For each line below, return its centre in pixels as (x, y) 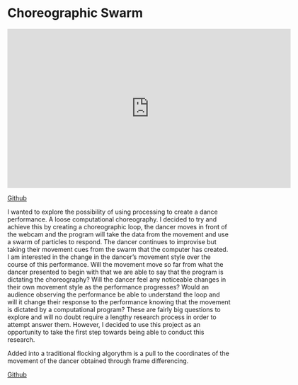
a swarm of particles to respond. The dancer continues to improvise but (112, 241)
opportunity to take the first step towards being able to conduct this (106, 332)
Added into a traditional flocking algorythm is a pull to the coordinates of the (119, 353)
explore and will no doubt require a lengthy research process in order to (112, 317)
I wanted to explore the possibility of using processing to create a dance (113, 212)
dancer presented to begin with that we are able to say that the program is (116, 272)
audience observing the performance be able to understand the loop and (114, 294)
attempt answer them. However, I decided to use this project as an (104, 324)
